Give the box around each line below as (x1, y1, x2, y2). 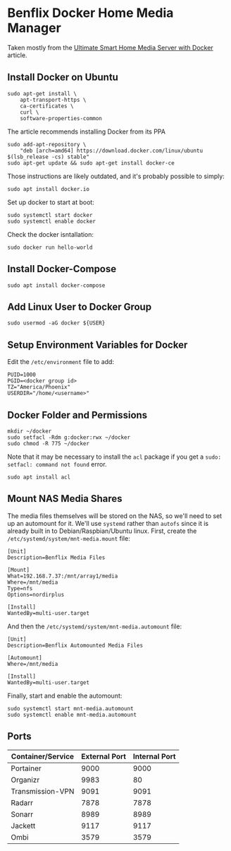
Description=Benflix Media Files (7, 553, 106, 561)
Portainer (11, 763, 42, 773)
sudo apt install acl (7, 474, 71, 481)
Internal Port (132, 751, 176, 761)
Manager (7, 20, 61, 36)
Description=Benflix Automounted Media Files (7, 642, 143, 649)
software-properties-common (20, 115, 102, 122)
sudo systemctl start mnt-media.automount (7, 705, 134, 712)
